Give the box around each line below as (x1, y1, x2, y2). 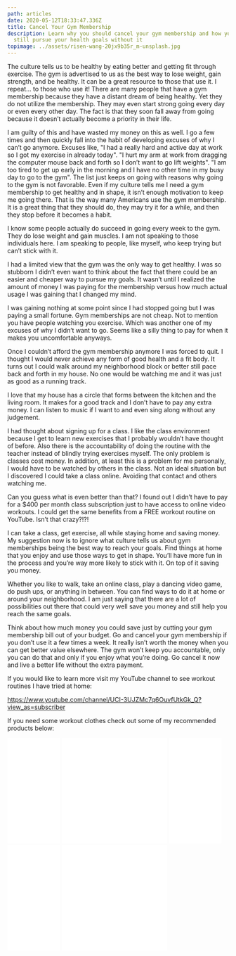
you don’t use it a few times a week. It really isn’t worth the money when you (7, 638, 229, 646)
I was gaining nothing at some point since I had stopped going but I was (7, 304, 216, 312)
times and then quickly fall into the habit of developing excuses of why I (7, 136, 215, 144)
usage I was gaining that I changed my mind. (7, 290, 137, 298)
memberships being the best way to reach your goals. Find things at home (7, 544, 223, 552)
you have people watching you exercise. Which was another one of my (7, 319, 213, 327)
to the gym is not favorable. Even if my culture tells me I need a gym (7, 181, 204, 189)
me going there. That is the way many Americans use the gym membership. (7, 196, 227, 204)
